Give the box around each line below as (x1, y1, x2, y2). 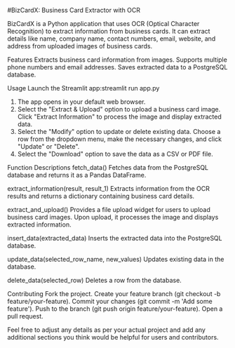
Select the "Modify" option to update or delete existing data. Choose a (17, 128, 221, 135)
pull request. (7, 312, 43, 320)
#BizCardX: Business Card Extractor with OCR (7, 6, 141, 14)
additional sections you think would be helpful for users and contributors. (7, 333, 219, 341)
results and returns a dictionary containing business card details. (7, 192, 195, 200)
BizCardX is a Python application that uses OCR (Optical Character (7, 20, 200, 27)
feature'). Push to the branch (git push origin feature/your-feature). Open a (7, 304, 223, 313)
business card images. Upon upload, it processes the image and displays (7, 213, 219, 221)
